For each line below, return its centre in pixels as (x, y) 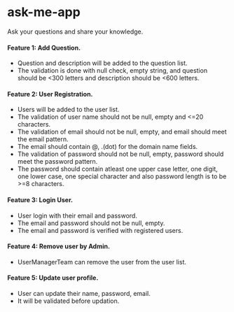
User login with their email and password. (77, 215)
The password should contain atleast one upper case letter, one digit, (118, 169)
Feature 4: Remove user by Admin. (59, 246)
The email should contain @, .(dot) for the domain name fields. (108, 147)
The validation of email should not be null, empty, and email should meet (122, 132)
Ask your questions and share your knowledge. (75, 31)
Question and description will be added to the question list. (102, 63)
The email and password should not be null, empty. (91, 223)
